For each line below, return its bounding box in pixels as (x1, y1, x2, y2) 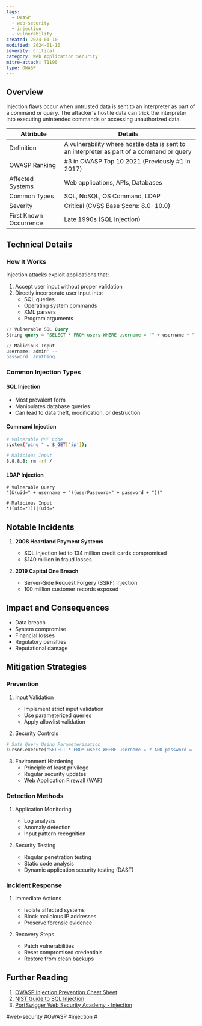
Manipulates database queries (14, 403, 90, 410)
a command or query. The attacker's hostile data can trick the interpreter (6, 109, 187, 117)
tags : (6, 8, 20, 15)
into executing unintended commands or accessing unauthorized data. (6, 115, 182, 123)
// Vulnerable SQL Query (6, 326, 69, 332)
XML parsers (23, 308, 56, 316)
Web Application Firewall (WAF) (23, 777, 103, 784)
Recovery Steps (14, 930, 55, 938)
